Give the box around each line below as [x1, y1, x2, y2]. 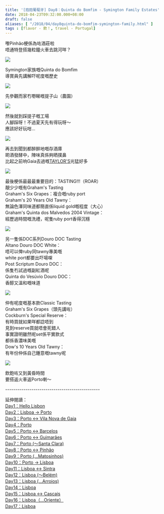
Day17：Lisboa [5, 503, 36, 509]
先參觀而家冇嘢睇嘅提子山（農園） [5, 93, 75, 99]
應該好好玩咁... [5, 126, 36, 132]
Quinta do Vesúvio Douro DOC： [5, 274, 72, 280]
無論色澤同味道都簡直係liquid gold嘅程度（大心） [5, 204, 106, 210]
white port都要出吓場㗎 [5, 255, 52, 261]
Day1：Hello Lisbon [5, 403, 45, 409]
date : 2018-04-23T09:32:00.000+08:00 [5, 12, 84, 17]
